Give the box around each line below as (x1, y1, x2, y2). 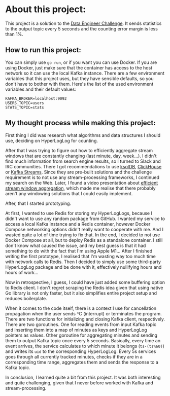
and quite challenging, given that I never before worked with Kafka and (5, 379, 154, 386)
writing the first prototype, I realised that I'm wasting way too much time (5, 253, 156, 259)
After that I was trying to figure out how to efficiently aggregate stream (5, 147, 153, 153)
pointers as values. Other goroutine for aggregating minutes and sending (5, 332, 158, 338)
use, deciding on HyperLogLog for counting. (5, 137, 98, 143)
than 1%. (5, 31, 24, 37)
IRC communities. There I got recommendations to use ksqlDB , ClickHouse (5, 163, 162, 169)
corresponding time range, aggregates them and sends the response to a (5, 359, 159, 365)
